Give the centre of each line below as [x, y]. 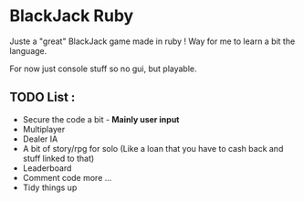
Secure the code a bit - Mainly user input [101, 119]
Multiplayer [44, 129]
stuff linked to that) [58, 158]
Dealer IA [40, 139]
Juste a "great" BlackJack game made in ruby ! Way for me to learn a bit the [152, 41]
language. [28, 50]
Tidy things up [50, 187]
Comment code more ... [67, 177]
